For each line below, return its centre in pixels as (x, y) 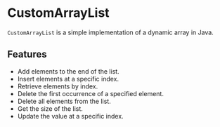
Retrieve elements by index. (58, 86)
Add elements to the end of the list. (68, 71)
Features (27, 54)
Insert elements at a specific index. (68, 79)
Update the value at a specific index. (71, 116)
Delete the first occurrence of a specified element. (90, 93)
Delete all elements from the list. (64, 101)
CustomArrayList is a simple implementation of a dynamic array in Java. (111, 32)
